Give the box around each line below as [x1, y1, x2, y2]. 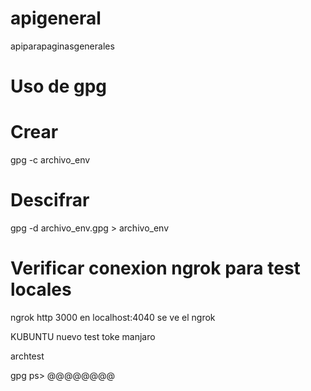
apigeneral [10, 7, 102, 30]
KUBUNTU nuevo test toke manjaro [10, 330, 156, 342]
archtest [10, 350, 45, 362]
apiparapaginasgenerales [10, 40, 115, 52]
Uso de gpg [10, 75, 107, 98]
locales [10, 278, 72, 301]
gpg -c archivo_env [10, 154, 91, 166]
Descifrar [10, 189, 90, 212]
